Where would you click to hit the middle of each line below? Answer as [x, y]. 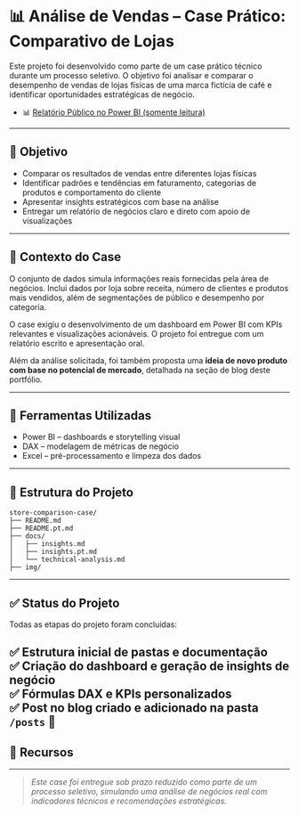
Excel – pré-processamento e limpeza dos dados [112, 456]
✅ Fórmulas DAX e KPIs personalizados [121, 694]
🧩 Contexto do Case [65, 257]
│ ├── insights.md [48, 544]
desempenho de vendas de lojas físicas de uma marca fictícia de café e [141, 85]
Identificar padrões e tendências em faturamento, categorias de [139, 183]
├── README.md [36, 521]
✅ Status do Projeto [65, 603]
